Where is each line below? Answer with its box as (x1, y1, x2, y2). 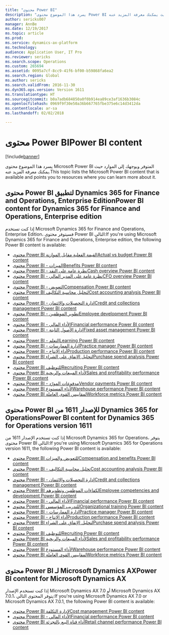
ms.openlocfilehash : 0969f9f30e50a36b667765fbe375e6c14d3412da (5, 101, 141, 107)
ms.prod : (5, 36, 24, 41)
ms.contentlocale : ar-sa (5, 106, 57, 111)
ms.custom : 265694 (5, 64, 44, 69)
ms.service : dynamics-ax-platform (5, 40, 78, 45)
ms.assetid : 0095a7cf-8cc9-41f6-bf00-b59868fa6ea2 (5, 69, 114, 74)
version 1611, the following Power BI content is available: (5, 445, 122, 452)
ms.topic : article (5, 31, 44, 36)
